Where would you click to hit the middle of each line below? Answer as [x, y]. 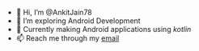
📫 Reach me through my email [68, 38]
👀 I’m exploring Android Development [78, 21]
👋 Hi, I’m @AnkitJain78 [54, 12]
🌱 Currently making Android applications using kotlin [104, 29]
